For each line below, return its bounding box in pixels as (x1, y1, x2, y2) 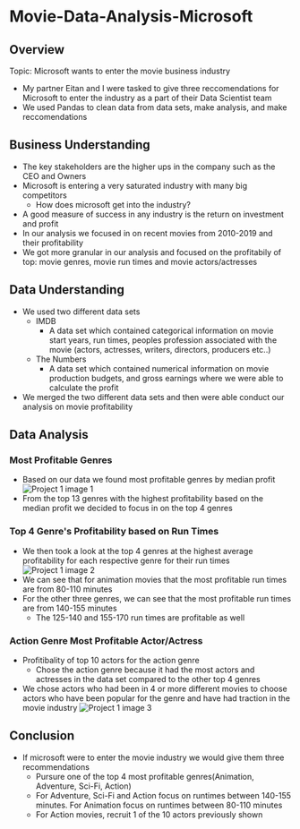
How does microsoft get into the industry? (35, 199, 191, 209)
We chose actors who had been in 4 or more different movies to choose (21, 683, 288, 694)
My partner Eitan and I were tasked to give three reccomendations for (21, 83, 279, 93)
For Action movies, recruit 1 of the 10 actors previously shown (35, 808, 263, 820)
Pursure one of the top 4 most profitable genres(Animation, (35, 771, 255, 782)
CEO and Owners (21, 170, 87, 181)
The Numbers (35, 354, 87, 364)
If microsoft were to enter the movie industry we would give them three (21, 752, 285, 763)
